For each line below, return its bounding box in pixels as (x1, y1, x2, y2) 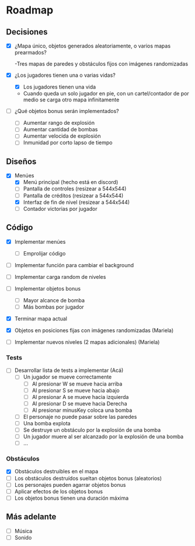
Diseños (6, 156, 37, 166)
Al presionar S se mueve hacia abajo (32, 387, 120, 394)
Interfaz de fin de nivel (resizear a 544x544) (23, 199, 130, 206)
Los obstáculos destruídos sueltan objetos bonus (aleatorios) (14, 475, 162, 482)
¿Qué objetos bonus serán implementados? (14, 108, 119, 115)
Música (14, 527, 33, 534)
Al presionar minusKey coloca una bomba (32, 407, 133, 414)
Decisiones (6, 27, 48, 37)
